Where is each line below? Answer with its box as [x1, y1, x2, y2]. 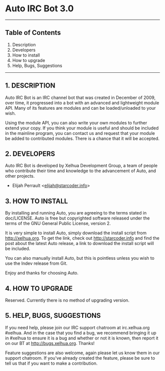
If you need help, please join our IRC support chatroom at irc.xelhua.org [5, 324, 150, 330]
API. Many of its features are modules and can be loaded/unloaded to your [5, 105, 156, 111]
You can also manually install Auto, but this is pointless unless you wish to [5, 255, 155, 261]
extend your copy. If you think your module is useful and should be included [5, 125, 159, 131]
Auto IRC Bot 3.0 [5, 3, 74, 14]
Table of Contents [5, 29, 61, 37]
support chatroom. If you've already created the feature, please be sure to [5, 355, 156, 361]
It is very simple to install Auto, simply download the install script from [5, 230, 147, 236]
